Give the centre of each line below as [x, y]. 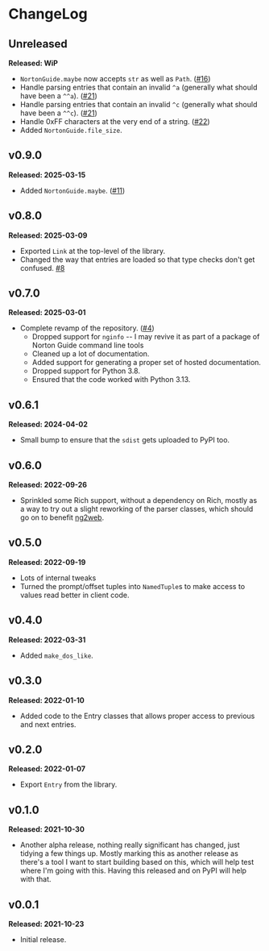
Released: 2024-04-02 [48, 425]
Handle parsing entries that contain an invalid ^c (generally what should [139, 104]
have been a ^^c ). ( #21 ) [59, 113]
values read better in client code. [74, 595]
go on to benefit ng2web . [62, 517]
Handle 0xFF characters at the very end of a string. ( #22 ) [115, 121]
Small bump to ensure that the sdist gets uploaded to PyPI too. [125, 440]
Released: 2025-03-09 [48, 235]
